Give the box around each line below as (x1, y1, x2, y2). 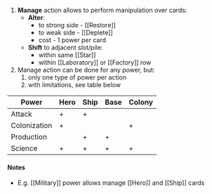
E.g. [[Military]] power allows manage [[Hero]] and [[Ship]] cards (17, 179, 205, 187)
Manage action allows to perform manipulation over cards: (17, 6, 187, 14)
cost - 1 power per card (38, 36, 107, 44)
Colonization (11, 121, 53, 130)
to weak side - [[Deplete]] (38, 28, 114, 37)
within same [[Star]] (38, 51, 96, 59)
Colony (128, 98, 153, 107)
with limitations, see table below (27, 81, 121, 89)
